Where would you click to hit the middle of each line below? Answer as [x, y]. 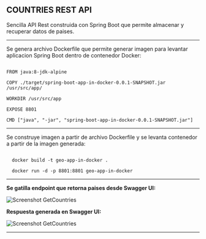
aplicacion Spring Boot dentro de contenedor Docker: [74, 55]
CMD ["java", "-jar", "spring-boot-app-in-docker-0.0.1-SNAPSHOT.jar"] [100, 120]
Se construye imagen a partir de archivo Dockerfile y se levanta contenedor [102, 137]
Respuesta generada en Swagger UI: [54, 211]
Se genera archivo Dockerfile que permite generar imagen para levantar [97, 49]
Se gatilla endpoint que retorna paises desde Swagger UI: [81, 188]
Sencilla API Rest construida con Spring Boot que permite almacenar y [95, 24]
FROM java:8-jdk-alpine [37, 72]
